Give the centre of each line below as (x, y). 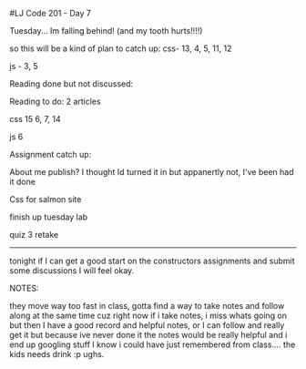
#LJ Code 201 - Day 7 (50, 13)
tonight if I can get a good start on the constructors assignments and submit (152, 261)
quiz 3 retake (34, 235)
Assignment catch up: (51, 154)
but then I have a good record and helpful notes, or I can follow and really (147, 325)
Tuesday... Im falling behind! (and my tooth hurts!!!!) (106, 31)
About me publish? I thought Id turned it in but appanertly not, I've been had (152, 172)
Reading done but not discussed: (71, 84)
